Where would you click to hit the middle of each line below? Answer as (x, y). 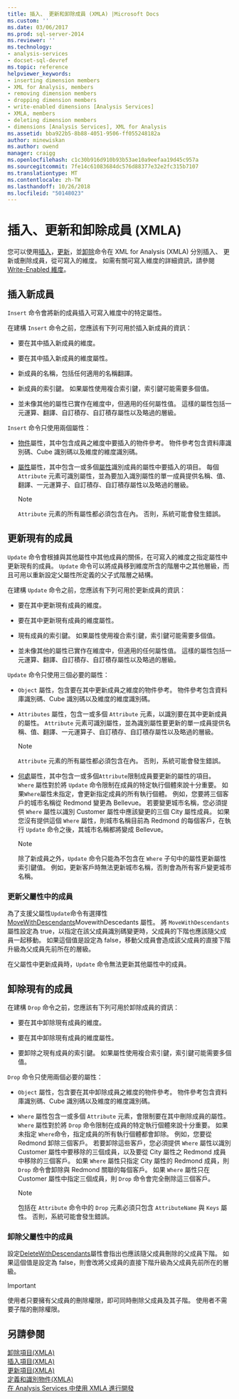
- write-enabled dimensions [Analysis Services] (81, 107)
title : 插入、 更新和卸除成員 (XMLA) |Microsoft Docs (83, 14)
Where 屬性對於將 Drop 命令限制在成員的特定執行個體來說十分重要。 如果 (123, 1125)
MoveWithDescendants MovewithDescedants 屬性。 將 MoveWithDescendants (118, 922)
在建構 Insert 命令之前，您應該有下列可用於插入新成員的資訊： (100, 328)
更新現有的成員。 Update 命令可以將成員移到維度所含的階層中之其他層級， (115, 566)
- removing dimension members (52, 93)
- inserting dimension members (54, 80)
